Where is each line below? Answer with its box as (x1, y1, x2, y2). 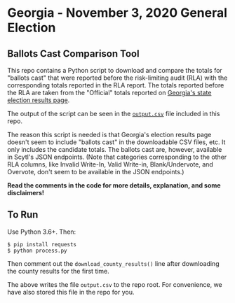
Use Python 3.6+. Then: (7, 227, 76, 236)
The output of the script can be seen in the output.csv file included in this (7, 110, 220, 118)
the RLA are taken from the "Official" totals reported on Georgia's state (7, 89, 212, 97)
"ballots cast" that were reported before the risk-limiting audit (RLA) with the (7, 73, 228, 82)
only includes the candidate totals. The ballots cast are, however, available (7, 146, 222, 153)
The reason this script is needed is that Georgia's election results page (7, 131, 212, 139)
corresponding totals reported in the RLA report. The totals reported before (7, 81, 224, 89)
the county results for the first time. (7, 267, 110, 275)
